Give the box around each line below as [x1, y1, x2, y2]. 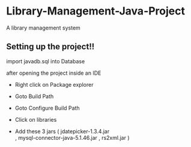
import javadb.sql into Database [6, 57, 85, 64]
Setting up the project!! [6, 42, 95, 52]
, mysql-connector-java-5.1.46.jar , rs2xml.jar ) [14, 134, 130, 141]
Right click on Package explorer [14, 81, 94, 88]
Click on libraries [14, 116, 57, 123]
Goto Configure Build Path [14, 104, 80, 111]
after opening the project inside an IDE [6, 69, 102, 77]
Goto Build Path [14, 92, 54, 100]
